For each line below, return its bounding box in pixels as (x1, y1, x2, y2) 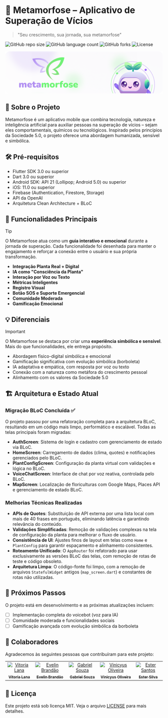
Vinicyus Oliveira (100, 674, 131, 679)
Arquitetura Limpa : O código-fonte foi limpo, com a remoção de (12, 564, 145, 570)
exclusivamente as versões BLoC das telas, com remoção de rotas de (12, 553, 156, 559)
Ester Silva (138, 674, 158, 679)
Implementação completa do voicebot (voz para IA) (12, 611, 118, 617)
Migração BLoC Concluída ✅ (5, 407, 75, 414)
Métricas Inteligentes (12, 280, 58, 286)
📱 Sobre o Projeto (5, 103, 60, 112)
